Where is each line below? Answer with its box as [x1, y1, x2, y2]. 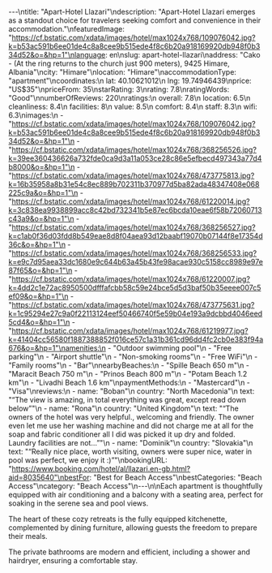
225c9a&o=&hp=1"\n [8, 188, 79, 197]
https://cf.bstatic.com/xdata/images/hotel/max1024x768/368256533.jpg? [11, 248, 257, 258]
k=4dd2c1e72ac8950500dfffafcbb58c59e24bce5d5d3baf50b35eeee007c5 [8, 283, 261, 292]
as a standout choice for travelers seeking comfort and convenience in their [8, 15, 261, 25]
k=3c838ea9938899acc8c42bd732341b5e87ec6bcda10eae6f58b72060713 [8, 205, 262, 214]
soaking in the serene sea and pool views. [8, 498, 149, 508]
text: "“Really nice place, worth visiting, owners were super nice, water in [8, 446, 253, 456]
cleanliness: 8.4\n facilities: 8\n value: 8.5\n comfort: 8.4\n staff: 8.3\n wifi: [8, 101, 257, 111]
